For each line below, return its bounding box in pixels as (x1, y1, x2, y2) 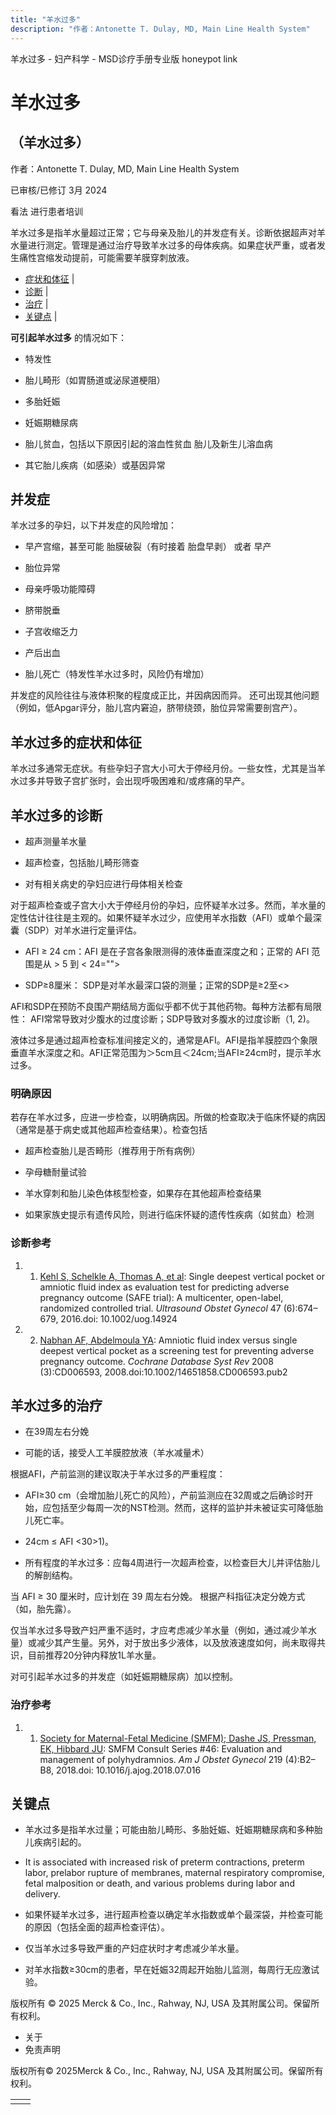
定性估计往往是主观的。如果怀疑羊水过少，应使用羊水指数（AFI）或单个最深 (10, 911, 322, 923)
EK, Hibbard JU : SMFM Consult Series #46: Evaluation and (39, 1742, 283, 1755)
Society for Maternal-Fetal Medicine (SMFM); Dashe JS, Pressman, (39, 1732, 317, 1744)
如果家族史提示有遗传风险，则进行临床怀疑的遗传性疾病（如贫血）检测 (24, 1209, 315, 1221)
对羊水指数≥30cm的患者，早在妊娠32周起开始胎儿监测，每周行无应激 (24, 1964, 311, 1976)
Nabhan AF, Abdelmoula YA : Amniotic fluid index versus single (39, 1334, 298, 1346)
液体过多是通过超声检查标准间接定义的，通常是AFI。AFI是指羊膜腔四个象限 (10, 1034, 318, 1046)
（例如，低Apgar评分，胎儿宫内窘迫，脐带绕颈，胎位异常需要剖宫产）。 (10, 702, 303, 714)
